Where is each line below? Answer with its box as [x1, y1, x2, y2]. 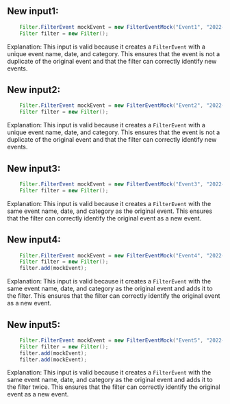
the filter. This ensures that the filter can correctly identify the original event [7, 292, 220, 300]
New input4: [7, 234, 61, 246]
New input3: [7, 162, 61, 174]
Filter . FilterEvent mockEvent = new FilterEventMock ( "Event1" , [19, 23, 204, 30]
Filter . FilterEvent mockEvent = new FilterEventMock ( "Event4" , [19, 252, 204, 259]
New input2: [7, 84, 61, 95]
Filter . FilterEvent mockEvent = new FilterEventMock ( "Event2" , [19, 102, 204, 109]
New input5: [7, 318, 60, 331]
